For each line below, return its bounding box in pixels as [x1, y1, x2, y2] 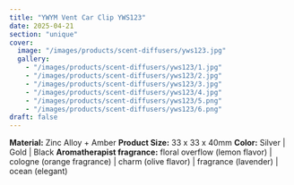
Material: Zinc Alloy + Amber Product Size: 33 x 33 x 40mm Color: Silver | [9, 138, 286, 148]
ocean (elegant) [9, 166, 68, 177]
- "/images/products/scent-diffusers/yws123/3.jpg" [25, 80, 222, 88]
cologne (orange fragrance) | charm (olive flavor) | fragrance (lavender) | [9, 156, 279, 167]
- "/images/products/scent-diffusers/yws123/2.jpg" [25, 71, 222, 80]
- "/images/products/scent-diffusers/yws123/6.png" [25, 105, 222, 114]
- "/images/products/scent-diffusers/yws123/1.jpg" [25, 63, 222, 72]
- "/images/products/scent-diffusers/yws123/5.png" [25, 96, 222, 105]
